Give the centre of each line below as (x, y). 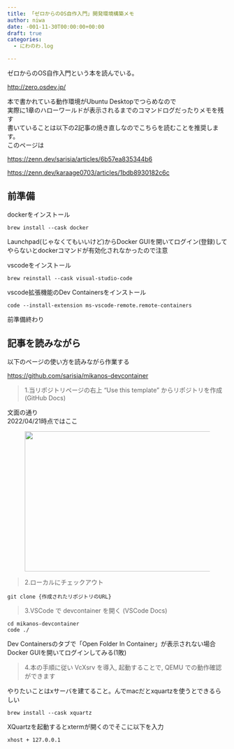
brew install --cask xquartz (50, 713)
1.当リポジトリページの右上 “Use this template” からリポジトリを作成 (123, 390)
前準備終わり (25, 319)
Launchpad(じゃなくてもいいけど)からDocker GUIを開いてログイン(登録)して (117, 241)
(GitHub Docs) (45, 398)
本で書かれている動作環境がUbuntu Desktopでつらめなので (92, 101)
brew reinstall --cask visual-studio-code (70, 278)
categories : (24, 40)
